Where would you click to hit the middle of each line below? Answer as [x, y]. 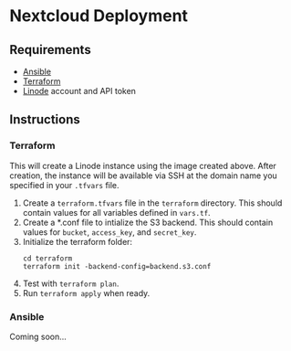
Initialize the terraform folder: [78, 241]
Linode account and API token [79, 91]
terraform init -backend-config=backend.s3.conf [117, 266]
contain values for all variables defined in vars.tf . [117, 212]
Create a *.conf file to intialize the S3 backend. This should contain [148, 222]
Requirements [50, 50]
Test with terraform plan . [71, 283]
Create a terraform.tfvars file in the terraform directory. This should [152, 203]
